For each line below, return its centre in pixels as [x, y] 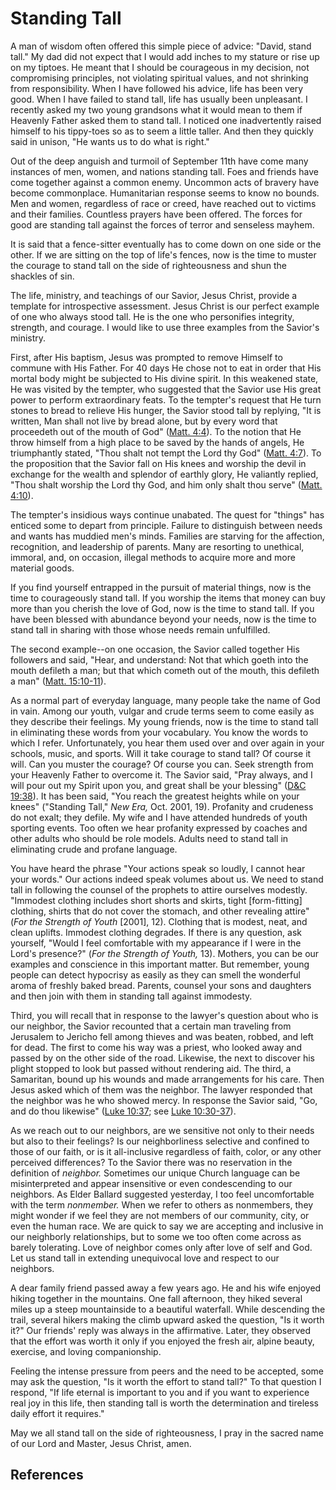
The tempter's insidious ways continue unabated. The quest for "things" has [167, 514]
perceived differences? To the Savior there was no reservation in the [151, 1162]
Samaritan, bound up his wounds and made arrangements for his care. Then [167, 1079]
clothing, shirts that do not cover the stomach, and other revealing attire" [160, 911]
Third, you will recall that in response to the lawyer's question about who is [164, 1015]
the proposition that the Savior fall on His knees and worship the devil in [158, 463]
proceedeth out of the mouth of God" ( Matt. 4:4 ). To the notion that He [156, 431]
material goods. [42, 568]
